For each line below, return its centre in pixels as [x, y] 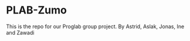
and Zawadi [20, 32]
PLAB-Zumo [37, 10]
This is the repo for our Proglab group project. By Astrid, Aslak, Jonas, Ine [95, 26]
